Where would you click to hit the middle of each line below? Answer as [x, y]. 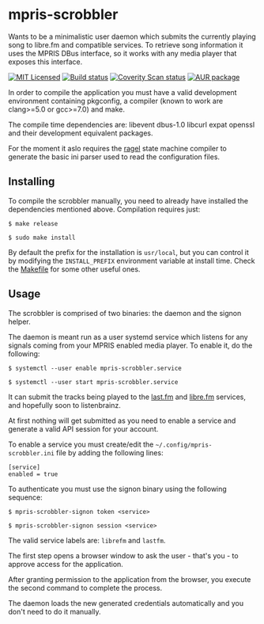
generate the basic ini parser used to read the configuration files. [114, 157]
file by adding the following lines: [110, 452]
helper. [19, 322]
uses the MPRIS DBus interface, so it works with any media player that [123, 53]
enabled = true [33, 474]
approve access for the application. [66, 564]
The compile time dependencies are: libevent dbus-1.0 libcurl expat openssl [132, 124]
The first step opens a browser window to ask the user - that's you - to [123, 555]
